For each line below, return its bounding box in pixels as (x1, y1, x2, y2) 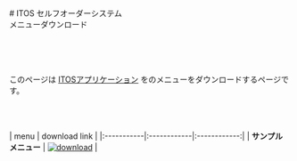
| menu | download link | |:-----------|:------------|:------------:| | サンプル (9, 131, 284, 141)
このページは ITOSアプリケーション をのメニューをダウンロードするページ (9, 74, 282, 85)
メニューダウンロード (9, 20, 87, 29)
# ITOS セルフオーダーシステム (9, 8, 123, 19)
